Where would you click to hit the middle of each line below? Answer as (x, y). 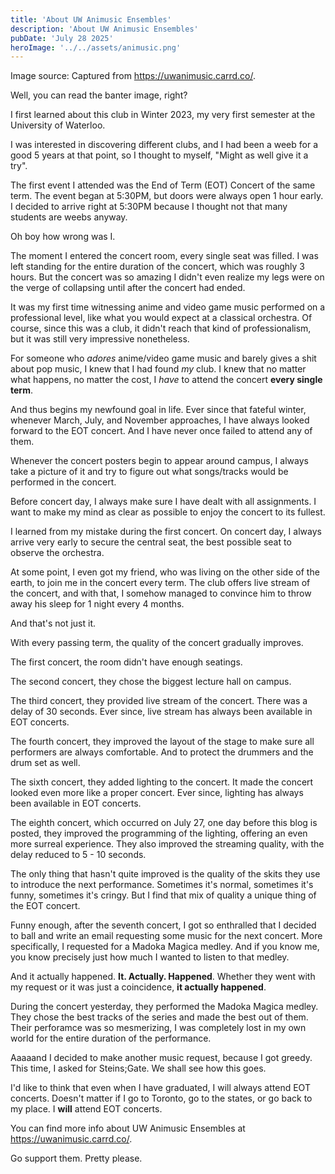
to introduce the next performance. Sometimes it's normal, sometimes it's (162, 885)
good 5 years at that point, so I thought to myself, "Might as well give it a (159, 155)
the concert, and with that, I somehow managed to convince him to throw (161, 593)
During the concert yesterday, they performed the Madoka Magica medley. (164, 1007)
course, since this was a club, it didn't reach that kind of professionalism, (161, 328)
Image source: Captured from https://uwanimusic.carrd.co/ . (133, 76)
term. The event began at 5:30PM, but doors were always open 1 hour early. (167, 196)
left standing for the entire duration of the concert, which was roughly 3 (157, 267)
